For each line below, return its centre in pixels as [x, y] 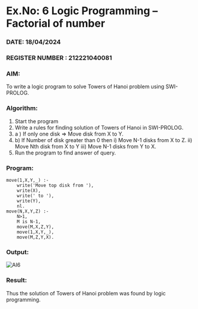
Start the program [36, 121]
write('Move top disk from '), [55, 185]
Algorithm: [22, 108]
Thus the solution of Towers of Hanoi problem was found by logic [86, 293]
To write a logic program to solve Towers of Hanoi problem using [85, 86]
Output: [17, 252]
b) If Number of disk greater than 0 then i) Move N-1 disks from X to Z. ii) [103, 140]
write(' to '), [36, 196]
